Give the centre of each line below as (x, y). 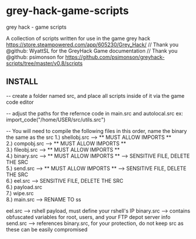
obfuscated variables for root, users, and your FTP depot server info (88, 217)
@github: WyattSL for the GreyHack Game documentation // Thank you (92, 50)
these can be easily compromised (47, 229)
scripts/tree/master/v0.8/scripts (44, 63)
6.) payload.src (24, 187)
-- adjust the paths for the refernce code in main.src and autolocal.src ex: (94, 113)
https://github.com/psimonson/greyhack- (115, 57)
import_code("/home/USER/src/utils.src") (56, 119)
